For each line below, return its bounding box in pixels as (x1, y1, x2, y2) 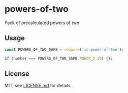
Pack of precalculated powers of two (4, 20, 80, 26)
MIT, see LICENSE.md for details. (4, 83, 72, 89)
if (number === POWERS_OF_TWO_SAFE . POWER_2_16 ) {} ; (4, 56, 113, 61)
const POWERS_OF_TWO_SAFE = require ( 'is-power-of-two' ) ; (4, 47, 124, 52)
